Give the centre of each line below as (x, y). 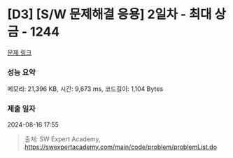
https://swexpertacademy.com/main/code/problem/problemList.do (121, 147)
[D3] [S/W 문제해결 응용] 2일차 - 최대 (110, 14)
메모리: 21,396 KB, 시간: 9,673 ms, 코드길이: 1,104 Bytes (85, 89)
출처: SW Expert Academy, (62, 139)
